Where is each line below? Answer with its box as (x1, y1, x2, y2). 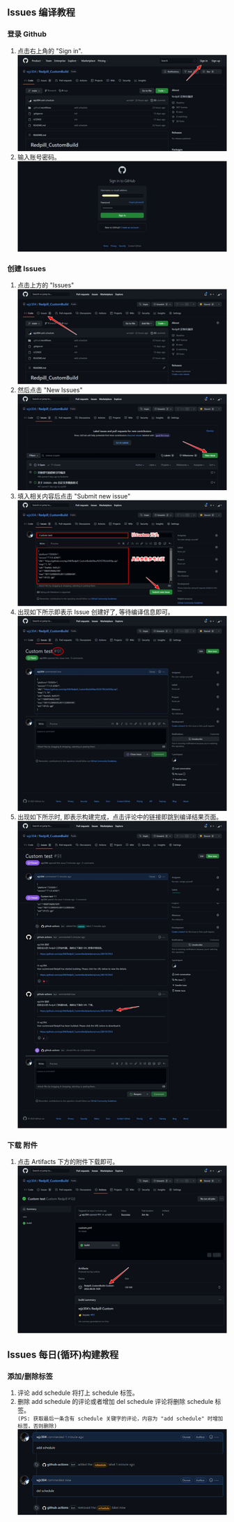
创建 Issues (7, 264, 47, 273)
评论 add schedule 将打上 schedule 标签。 (17, 1388, 139, 1397)
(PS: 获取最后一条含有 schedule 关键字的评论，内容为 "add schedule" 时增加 (17, 1415, 224, 1423)
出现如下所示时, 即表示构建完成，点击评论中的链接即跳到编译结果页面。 (17, 813, 223, 821)
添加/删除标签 (7, 1371, 54, 1381)
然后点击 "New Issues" (17, 385, 83, 394)
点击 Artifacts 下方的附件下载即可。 (17, 1158, 119, 1166)
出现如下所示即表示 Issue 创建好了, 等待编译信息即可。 (17, 608, 174, 617)
